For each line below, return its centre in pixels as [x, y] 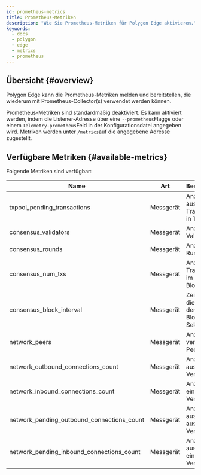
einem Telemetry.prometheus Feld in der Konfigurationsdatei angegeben [94, 126]
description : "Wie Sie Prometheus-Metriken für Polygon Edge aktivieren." [101, 23]
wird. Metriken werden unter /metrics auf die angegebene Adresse [88, 132]
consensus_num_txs [38, 274]
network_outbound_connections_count [64, 367]
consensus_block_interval [46, 310]
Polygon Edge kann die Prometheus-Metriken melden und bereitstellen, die [99, 95]
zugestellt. [19, 138]
